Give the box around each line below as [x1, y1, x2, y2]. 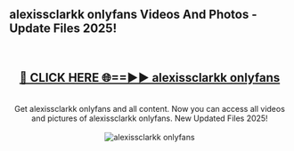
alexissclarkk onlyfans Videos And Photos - [9, 7, 257, 22]
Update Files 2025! [9, 21, 118, 36]
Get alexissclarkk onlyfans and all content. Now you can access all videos [14, 103, 285, 114]
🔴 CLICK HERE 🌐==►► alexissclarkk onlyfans [19, 70, 281, 85]
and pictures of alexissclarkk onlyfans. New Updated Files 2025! [30, 113, 269, 123]
